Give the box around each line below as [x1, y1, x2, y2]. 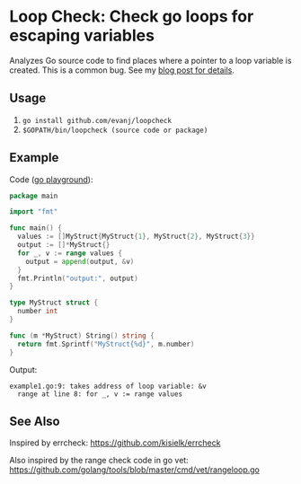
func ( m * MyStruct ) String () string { [9, 330, 155, 340]
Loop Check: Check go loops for [9, 6, 254, 27]
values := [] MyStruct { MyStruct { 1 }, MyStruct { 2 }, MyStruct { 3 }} [17, 232, 255, 242]
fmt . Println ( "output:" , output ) [17, 274, 139, 283]
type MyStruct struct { [9, 298, 99, 307]
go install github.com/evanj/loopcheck [22, 116, 173, 125]
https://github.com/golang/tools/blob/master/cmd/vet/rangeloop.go [9, 464, 261, 475]
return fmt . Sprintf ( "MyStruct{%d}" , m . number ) [17, 339, 195, 348]
